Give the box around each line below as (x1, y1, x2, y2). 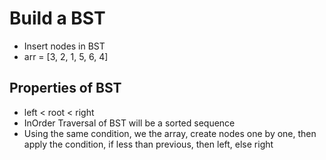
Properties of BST (9, 80, 122, 97)
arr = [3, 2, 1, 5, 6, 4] (23, 50, 109, 62)
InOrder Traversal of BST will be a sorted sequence (23, 117, 236, 129)
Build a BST (9, 7, 106, 30)
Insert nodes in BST (23, 40, 106, 52)
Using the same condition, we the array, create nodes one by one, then (23, 127, 317, 139)
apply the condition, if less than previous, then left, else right (23, 138, 274, 150)
